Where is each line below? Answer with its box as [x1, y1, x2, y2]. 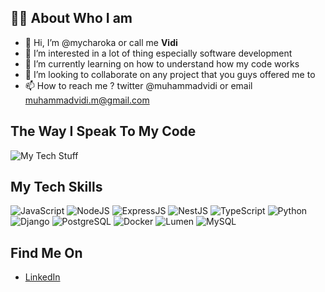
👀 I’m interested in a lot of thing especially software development [24, 47, 293, 59]
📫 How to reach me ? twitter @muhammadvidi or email [24, 79, 253, 91]
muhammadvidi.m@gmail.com [24, 94, 150, 106]
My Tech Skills [10, 179, 103, 196]
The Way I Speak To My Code [10, 123, 197, 140]
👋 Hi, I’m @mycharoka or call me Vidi [24, 36, 178, 48]
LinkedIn [24, 271, 61, 283]
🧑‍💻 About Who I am [10, 10, 133, 27]
